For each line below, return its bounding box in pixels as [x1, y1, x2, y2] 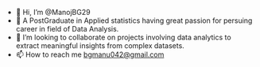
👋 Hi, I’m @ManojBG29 [15, 8, 91, 17]
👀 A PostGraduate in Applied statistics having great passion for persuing [15, 16, 253, 25]
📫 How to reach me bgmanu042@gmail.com [15, 50, 165, 59]
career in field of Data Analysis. [15, 24, 119, 33]
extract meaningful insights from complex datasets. [15, 41, 184, 50]
